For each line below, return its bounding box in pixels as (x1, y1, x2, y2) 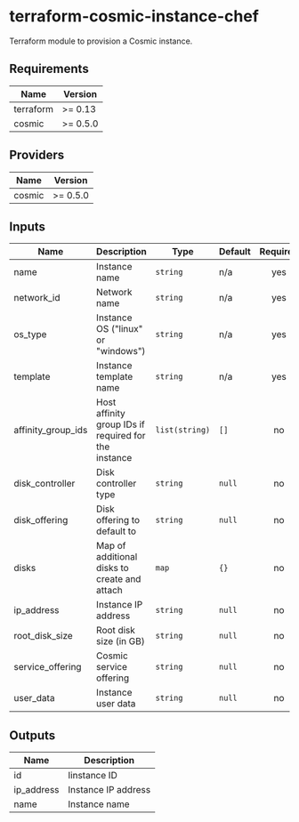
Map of (96, 540, 126, 552)
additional (96, 551, 138, 563)
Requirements (9, 61, 89, 77)
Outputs (9, 728, 56, 743)
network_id (13, 292, 61, 304)
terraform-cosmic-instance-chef (9, 6, 260, 27)
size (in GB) (96, 635, 145, 648)
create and (96, 573, 141, 585)
